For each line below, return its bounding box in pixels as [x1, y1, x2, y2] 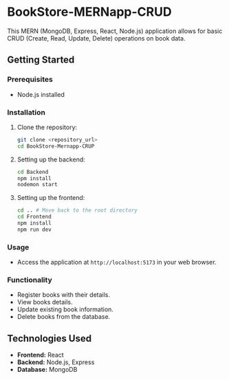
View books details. [17, 298, 73, 306]
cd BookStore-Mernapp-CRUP [17, 142, 95, 150]
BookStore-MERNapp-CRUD [7, 4, 172, 20]
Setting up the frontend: [17, 194, 85, 202]
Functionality [7, 276, 53, 285]
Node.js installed [17, 90, 65, 98]
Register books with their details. [17, 291, 111, 299]
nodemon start [17, 181, 58, 188]
